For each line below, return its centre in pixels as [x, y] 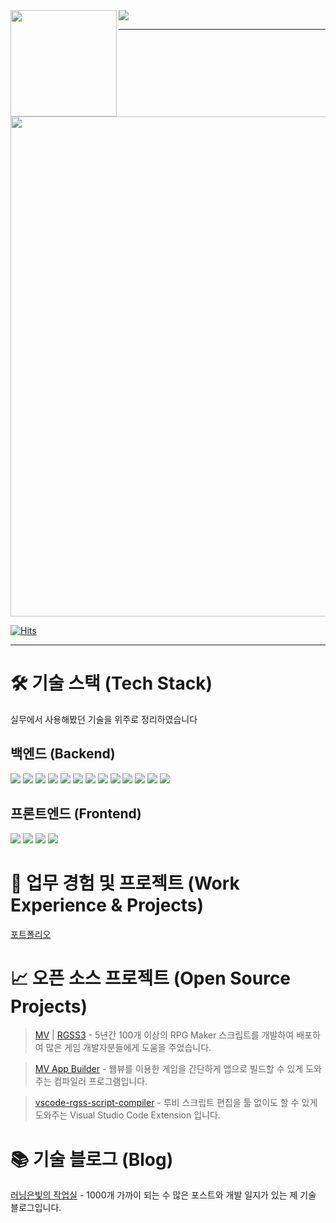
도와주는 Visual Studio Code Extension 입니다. [127, 1115]
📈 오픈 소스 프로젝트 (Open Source [151, 978]
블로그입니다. [36, 1208]
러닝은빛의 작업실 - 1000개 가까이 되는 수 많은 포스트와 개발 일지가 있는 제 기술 [163, 1195]
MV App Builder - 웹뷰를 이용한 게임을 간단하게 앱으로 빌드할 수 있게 [169, 1069]
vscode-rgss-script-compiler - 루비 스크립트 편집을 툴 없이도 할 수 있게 [176, 1103]
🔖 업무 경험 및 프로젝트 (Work [125, 883]
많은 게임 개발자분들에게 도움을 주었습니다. [128, 1048]
